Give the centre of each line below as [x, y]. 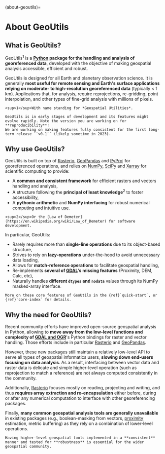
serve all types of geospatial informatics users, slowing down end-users [79, 357]
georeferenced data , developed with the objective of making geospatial [78, 63]
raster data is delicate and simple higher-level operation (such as [71, 368]
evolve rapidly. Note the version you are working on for [66, 121]
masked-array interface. [37, 286]
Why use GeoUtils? [35, 149]
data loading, [26, 260]
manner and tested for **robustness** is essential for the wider [75, 442]
